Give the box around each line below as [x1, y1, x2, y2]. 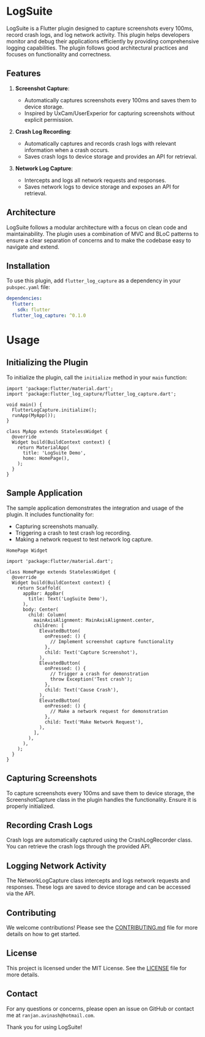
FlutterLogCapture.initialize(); [12, 407, 97, 413]
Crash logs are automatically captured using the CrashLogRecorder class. [6, 836, 193, 843]
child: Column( [28, 611, 67, 618]
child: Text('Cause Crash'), [45, 687, 119, 693]
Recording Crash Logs [6, 820, 93, 831]
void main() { [6, 401, 43, 408]
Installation [6, 260, 50, 271]
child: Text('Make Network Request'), [45, 718, 144, 725]
